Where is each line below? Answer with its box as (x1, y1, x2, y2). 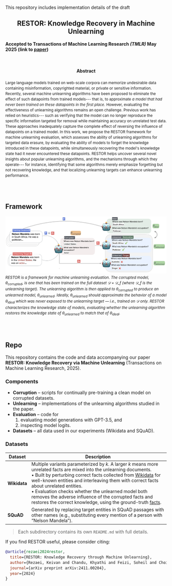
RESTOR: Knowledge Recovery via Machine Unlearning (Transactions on (5, 359, 162, 366)
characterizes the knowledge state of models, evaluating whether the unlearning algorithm (5, 305, 165, 310)
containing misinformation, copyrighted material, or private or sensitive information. (5, 86, 152, 91)
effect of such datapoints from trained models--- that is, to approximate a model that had (5, 97, 162, 102)
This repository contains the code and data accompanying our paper (5, 354, 150, 360)
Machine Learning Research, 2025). (5, 365, 81, 371)
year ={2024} (10, 571, 36, 576)
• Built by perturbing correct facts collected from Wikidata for (31, 472, 161, 478)
